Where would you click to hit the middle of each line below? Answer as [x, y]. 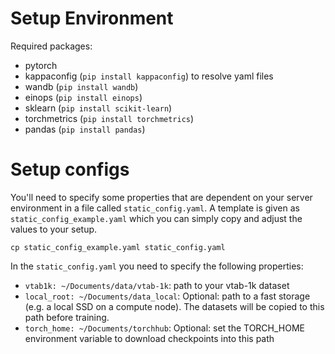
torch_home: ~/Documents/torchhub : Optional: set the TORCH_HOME [165, 328]
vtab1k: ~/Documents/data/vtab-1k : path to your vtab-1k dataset [157, 285]
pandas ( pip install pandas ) [85, 129]
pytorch [41, 65]
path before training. [67, 317]
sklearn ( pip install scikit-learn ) [98, 108]
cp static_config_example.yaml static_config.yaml [118, 247]
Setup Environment [92, 18]
